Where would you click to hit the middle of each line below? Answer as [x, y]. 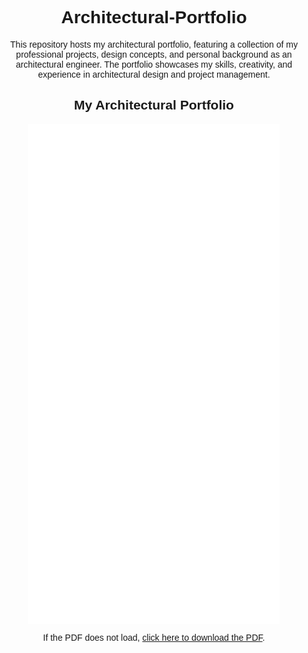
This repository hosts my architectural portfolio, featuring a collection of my [154, 44]
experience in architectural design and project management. [154, 74]
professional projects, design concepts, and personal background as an [154, 54]
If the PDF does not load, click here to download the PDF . [154, 637]
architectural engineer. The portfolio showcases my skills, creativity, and [154, 64]
